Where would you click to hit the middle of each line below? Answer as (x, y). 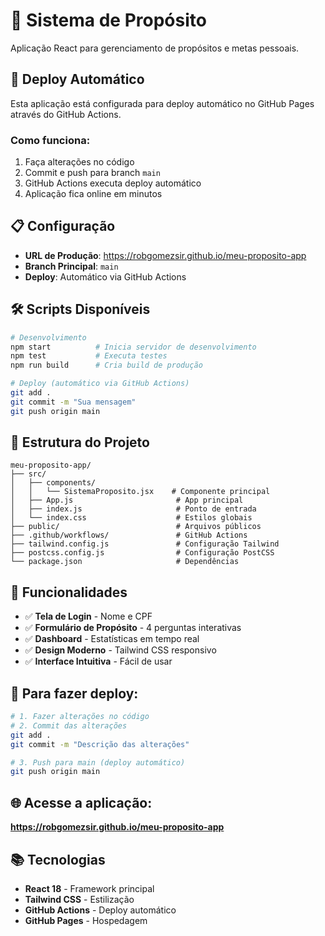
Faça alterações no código (79, 162)
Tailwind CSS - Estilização (79, 899)
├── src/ (28, 474)
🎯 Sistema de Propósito (108, 20)
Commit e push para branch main (92, 173)
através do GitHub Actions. (66, 114)
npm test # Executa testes (89, 356)
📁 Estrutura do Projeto (80, 442)
